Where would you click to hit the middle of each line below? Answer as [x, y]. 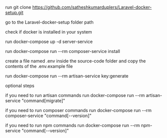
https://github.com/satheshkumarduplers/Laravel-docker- [92, 7]
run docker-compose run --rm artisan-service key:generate [67, 76]
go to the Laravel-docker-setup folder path [49, 22]
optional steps [20, 85]
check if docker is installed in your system [49, 32]
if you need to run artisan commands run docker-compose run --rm [75, 95]
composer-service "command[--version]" [48, 115]
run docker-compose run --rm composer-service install [63, 51]
